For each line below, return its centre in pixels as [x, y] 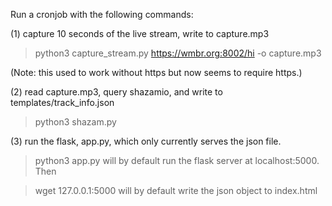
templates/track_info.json [62, 102]
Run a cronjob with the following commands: [102, 14]
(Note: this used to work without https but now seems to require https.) [156, 72]
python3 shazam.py [75, 122]
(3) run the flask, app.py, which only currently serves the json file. [146, 141]
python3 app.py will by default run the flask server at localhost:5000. [177, 160]
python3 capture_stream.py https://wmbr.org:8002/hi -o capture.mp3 [178, 53]
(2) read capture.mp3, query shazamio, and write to [116, 92]
